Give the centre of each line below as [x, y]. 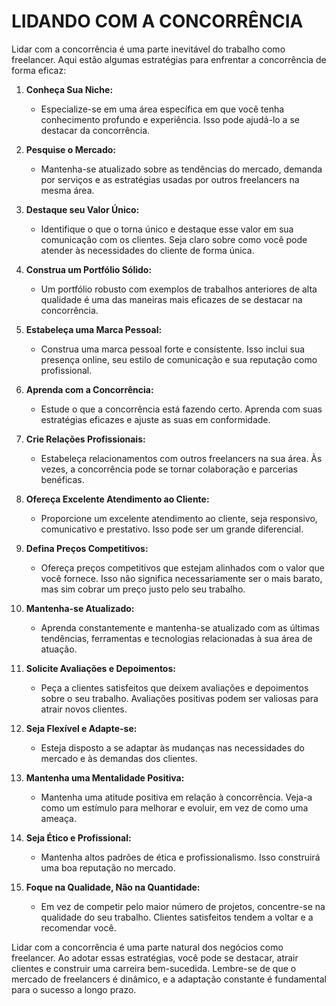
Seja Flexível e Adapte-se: [81, 728]
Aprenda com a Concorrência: [89, 389]
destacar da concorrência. [95, 130]
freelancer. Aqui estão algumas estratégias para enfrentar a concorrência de [169, 59]
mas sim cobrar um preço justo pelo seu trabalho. [143, 589]
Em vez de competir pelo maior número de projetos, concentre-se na [183, 906]
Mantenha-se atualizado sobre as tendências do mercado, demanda [181, 169]
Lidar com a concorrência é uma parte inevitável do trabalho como [148, 49]
